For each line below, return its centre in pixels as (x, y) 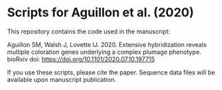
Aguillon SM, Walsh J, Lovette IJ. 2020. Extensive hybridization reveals (107, 44)
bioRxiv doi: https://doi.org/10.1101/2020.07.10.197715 (81, 59)
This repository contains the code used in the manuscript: (89, 31)
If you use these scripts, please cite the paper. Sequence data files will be (111, 72)
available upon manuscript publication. (62, 79)
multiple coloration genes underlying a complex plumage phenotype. (104, 52)
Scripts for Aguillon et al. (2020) (100, 13)
